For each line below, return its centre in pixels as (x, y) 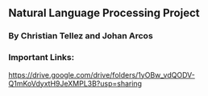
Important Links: (42, 58)
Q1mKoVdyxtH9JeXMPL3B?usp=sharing (75, 83)
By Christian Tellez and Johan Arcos (81, 36)
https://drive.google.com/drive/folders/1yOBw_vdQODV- (102, 74)
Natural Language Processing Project (104, 13)
